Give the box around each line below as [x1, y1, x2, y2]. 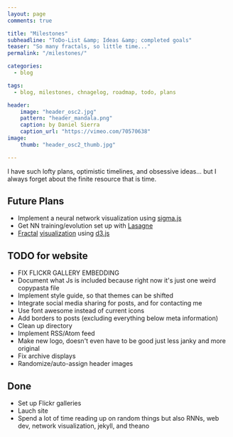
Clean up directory [17, 322, 72, 330]
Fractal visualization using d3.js [17, 229, 110, 238]
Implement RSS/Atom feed [17, 329, 95, 338]
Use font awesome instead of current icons [17, 307, 144, 315]
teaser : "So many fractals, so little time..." [7, 43, 151, 51]
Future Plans [7, 195, 65, 207]
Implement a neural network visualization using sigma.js [17, 214, 182, 223]
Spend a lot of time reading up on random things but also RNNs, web [17, 414, 220, 423]
